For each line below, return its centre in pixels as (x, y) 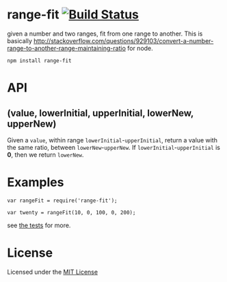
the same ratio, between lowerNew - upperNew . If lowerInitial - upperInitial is (114, 147)
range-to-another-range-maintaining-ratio (67, 48)
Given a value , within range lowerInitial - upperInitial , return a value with (112, 140)
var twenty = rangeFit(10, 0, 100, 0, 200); (71, 212)
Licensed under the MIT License (52, 272)
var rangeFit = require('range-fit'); (62, 201)
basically (20, 40)
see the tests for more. (39, 225)
